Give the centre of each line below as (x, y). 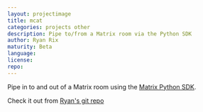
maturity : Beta (30, 47)
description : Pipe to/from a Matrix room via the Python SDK (100, 34)
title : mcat (25, 21)
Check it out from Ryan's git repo (56, 101)
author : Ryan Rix (33, 40)
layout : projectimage (39, 14)
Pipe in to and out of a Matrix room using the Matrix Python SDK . (102, 86)
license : (20, 60)
